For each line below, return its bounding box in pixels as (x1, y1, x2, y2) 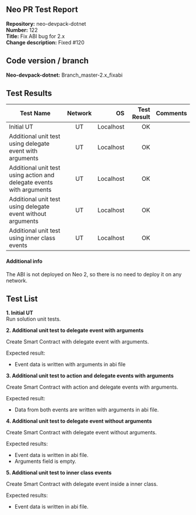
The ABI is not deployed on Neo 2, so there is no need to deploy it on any (6, 270, 182, 277)
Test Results (6, 88, 52, 98)
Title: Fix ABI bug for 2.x (6, 32, 65, 40)
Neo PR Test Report (6, 5, 78, 15)
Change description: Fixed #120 (6, 39, 85, 46)
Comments (155, 109, 187, 118)
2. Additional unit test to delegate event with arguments (6, 327, 144, 334)
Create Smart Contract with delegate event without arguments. (6, 429, 157, 436)
